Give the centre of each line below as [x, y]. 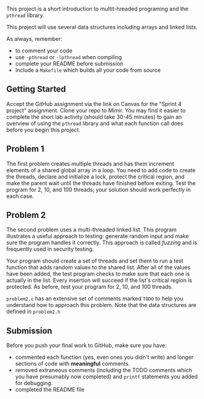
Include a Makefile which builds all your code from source [88, 70]
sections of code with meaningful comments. [72, 364]
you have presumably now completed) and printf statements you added [106, 376]
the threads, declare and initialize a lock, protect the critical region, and [95, 177]
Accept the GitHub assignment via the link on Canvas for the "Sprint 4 [94, 104]
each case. [20, 196]
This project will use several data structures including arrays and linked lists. [102, 27]
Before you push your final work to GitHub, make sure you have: [87, 345]
